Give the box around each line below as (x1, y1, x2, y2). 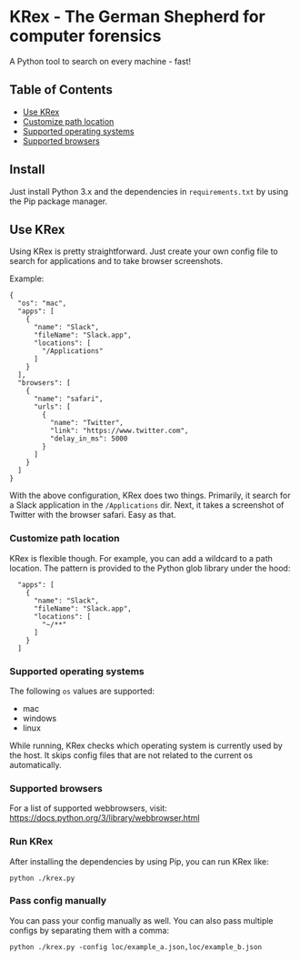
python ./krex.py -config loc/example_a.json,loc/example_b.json (9, 942, 262, 952)
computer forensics (9, 25, 162, 46)
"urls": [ (33, 402, 71, 411)
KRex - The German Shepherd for (9, 6, 265, 27)
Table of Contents (9, 82, 114, 97)
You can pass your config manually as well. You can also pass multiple (9, 915, 275, 926)
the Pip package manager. (9, 196, 108, 207)
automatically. (9, 759, 62, 770)
